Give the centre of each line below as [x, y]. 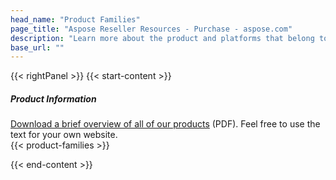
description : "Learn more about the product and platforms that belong [162, 38]
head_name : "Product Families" [75, 19]
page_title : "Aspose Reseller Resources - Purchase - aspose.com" [151, 29]
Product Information [53, 98]
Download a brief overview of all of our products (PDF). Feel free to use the [165, 124]
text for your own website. [64, 135]
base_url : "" [37, 47]
